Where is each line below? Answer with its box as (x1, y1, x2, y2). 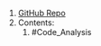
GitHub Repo (17, 8, 66, 18)
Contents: (17, 17, 55, 28)
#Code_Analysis (31, 27, 92, 37)
